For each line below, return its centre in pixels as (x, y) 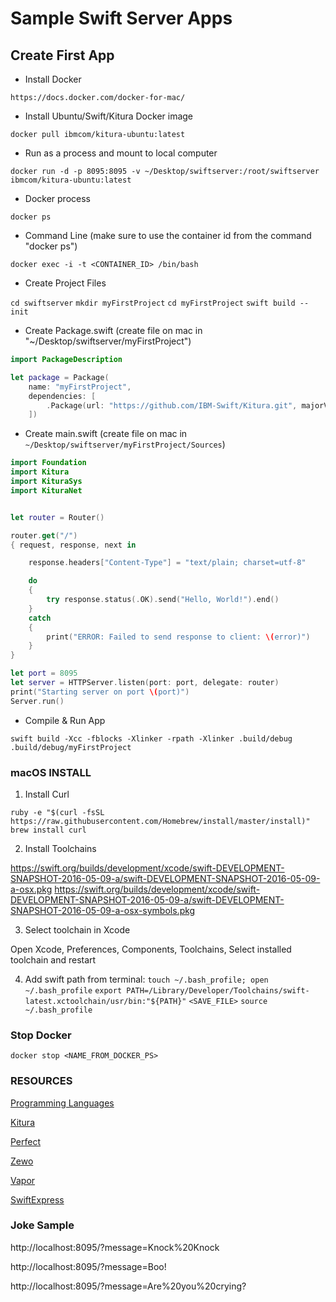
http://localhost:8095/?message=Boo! (88, 1266)
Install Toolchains (60, 848)
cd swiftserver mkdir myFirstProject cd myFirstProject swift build (153, 303)
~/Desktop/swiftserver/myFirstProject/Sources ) (125, 444)
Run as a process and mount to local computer (121, 153)
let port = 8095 (44, 673)
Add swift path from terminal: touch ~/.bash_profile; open (146, 979)
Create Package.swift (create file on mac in (113, 330)
